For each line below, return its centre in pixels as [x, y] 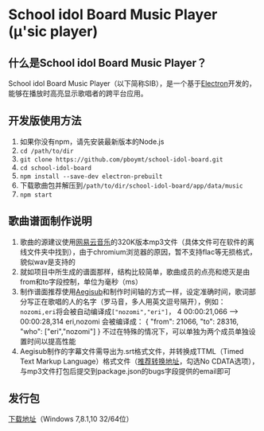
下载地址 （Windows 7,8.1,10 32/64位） [71, 419]
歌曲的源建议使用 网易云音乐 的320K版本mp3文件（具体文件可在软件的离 [137, 242]
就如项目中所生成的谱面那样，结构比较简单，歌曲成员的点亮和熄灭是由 [135, 271]
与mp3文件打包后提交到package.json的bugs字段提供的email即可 [125, 371]
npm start [36, 195]
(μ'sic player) [53, 31]
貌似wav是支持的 [47, 262]
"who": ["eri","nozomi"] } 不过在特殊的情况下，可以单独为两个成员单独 [134, 331]
